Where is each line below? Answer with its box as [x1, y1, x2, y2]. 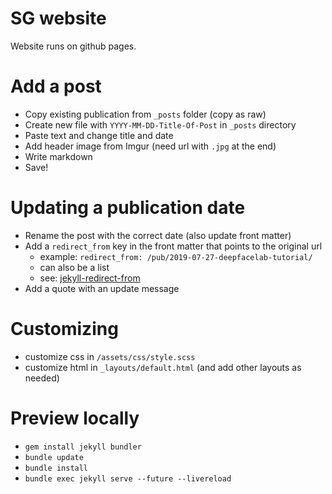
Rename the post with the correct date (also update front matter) [24, 229, 292, 241]
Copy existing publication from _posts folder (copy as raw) [24, 108, 267, 120]
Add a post [10, 75, 102, 98]
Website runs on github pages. [10, 40, 137, 52]
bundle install [24, 463, 89, 473]
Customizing [10, 318, 119, 340]
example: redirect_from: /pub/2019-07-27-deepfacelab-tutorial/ [39, 250, 313, 262]
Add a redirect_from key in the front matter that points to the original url [24, 240, 323, 252]
